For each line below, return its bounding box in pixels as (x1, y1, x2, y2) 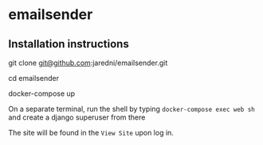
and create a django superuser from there (8, 113, 146, 122)
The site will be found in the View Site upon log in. (8, 128, 174, 137)
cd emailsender (8, 74, 60, 82)
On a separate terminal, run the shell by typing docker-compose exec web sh (8, 105, 255, 113)
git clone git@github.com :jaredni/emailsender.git (8, 58, 168, 67)
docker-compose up (8, 89, 76, 98)
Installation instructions (8, 37, 129, 51)
